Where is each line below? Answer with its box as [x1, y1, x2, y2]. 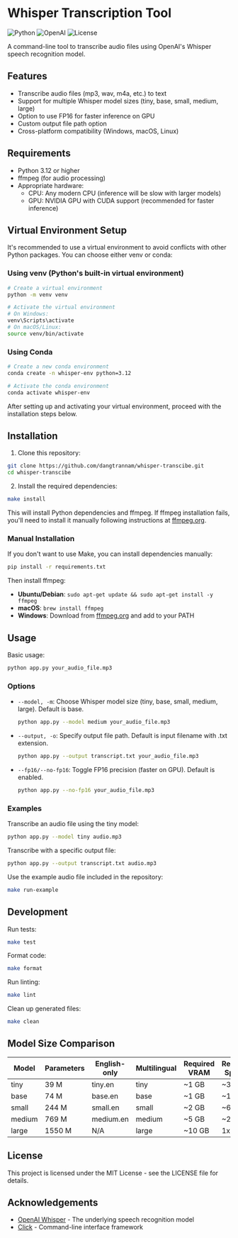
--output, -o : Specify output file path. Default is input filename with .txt [17, 732, 228, 740]
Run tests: [7, 925, 37, 933]
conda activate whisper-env [7, 389, 91, 396]
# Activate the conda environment [7, 382, 110, 389]
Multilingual [135, 1063, 177, 1073]
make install [7, 496, 46, 503]
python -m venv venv [7, 291, 69, 299]
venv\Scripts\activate [7, 317, 74, 324]
